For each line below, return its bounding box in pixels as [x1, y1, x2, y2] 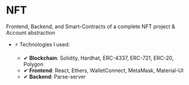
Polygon [23, 60, 44, 67]
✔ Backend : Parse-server [23, 73, 86, 80]
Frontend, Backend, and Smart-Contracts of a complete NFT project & [6, 23, 176, 30]
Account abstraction [6, 29, 56, 36]
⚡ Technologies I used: [14, 40, 70, 47]
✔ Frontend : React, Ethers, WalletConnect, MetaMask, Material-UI [23, 67, 184, 74]
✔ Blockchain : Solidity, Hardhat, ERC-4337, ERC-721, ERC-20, [23, 54, 174, 62]
